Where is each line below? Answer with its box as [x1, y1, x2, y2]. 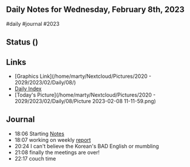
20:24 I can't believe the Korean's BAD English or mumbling [14, 142, 160, 149]
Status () [6, 38, 39, 47]
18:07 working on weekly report [14, 136, 91, 143]
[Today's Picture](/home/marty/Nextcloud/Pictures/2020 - [14, 91, 156, 98]
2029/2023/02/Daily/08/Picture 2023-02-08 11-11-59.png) [14, 98, 157, 105]
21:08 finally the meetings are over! [14, 149, 100, 156]
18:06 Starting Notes [14, 130, 65, 137]
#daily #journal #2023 [6, 20, 60, 27]
